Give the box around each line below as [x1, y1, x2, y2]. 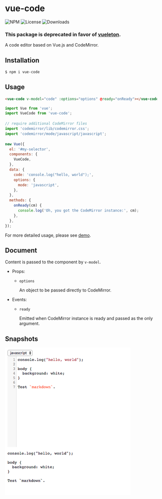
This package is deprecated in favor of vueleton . [5, 31, 121, 38]
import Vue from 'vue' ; [5, 106, 53, 111]
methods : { [9, 198, 31, 203]
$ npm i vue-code [5, 70, 40, 75]
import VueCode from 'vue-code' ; [5, 111, 72, 116]
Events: [12, 297, 27, 303]
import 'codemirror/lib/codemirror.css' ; [5, 127, 90, 131]
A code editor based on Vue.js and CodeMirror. [5, 42, 99, 48]
